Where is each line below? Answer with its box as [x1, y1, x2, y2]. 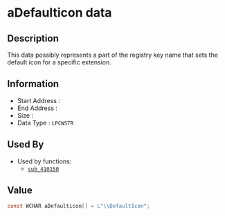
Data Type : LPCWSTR [17, 118, 74, 127]
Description [7, 33, 59, 44]
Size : [17, 111, 33, 119]
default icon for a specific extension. [7, 58, 112, 66]
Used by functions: [17, 157, 72, 165]
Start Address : [17, 96, 61, 105]
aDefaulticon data [7, 5, 112, 21]
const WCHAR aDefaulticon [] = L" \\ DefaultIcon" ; [7, 203, 150, 210]
